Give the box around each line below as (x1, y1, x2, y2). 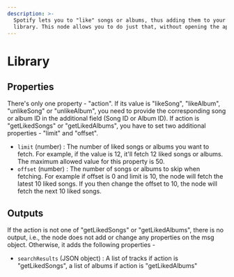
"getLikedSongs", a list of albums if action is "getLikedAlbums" (17, 262, 198, 270)
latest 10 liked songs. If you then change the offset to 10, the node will (17, 179, 218, 188)
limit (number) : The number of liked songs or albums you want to (17, 142, 210, 151)
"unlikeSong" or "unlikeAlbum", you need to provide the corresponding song (7, 107, 226, 115)
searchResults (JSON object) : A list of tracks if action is (17, 254, 179, 262)
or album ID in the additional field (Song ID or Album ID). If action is (7, 114, 200, 123)
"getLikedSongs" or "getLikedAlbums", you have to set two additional (7, 121, 206, 130)
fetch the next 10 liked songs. (17, 187, 102, 195)
